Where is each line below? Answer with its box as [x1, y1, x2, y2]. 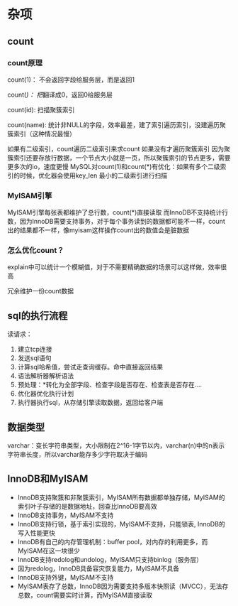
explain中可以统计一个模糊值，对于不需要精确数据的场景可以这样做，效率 [7, 263, 221, 271]
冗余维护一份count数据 [7, 287, 74, 296]
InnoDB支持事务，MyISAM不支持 [17, 511, 114, 519]
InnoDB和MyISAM [7, 473, 89, 485]
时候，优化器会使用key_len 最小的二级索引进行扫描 [19, 171, 168, 180]
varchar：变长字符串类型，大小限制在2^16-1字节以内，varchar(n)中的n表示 [7, 441, 225, 450]
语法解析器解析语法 [17, 372, 74, 380]
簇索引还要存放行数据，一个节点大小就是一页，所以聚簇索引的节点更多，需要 [7, 153, 231, 162]
